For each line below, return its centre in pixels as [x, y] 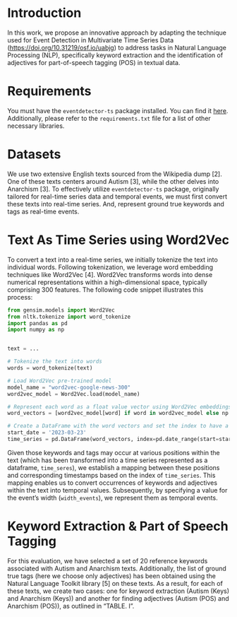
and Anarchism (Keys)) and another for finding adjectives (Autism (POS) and [118, 598]
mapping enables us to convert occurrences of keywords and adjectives [112, 483]
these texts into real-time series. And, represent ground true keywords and [116, 204]
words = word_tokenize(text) [50, 368]
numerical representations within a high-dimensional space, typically [108, 282]
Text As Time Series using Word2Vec [118, 240]
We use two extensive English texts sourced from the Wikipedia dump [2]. [115, 174]
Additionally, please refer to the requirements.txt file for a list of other [109, 118]
